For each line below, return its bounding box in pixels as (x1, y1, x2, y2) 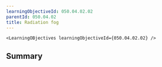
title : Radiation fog (6, 19, 59, 25)
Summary (6, 51, 43, 61)
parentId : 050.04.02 (6, 14, 57, 20)
